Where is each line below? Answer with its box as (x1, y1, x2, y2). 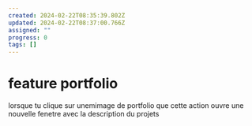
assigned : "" (8, 26, 51, 34)
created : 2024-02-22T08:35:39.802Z (8, 11, 126, 20)
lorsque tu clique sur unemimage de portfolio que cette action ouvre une (8, 101, 244, 110)
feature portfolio (8, 75, 118, 93)
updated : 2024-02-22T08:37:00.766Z (8, 19, 126, 27)
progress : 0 (8, 33, 47, 42)
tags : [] (8, 41, 37, 49)
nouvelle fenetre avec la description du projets (8, 109, 160, 119)
